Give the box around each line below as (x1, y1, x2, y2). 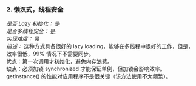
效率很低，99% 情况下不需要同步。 (6, 50, 95, 58)
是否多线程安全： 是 (6, 28, 56, 35)
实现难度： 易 (6, 35, 40, 43)
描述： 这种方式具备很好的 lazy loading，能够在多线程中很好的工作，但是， (6, 43, 194, 50)
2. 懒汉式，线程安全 (6, 5, 64, 13)
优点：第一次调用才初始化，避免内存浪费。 (6, 58, 113, 65)
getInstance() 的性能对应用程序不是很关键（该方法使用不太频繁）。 (6, 73, 172, 80)
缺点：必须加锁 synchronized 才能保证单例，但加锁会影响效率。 (6, 65, 166, 73)
